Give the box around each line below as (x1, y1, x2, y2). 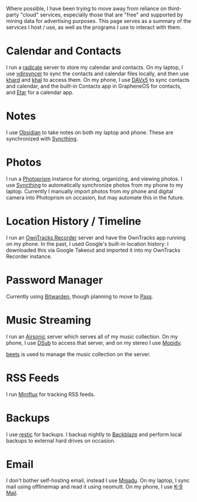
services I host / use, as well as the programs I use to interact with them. (6, 24, 182, 31)
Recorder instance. (6, 252, 52, 260)
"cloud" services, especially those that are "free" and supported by (20, 11, 183, 18)
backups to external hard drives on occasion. (6, 437, 116, 444)
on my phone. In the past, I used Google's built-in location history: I (6, 240, 169, 247)
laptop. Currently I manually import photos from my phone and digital (6, 188, 173, 195)
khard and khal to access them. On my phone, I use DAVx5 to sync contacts (6, 76, 190, 83)
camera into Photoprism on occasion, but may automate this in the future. (6, 194, 185, 201)
